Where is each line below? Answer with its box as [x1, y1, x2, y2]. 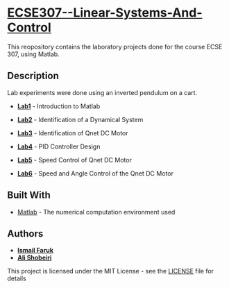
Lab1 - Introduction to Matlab [17, 102, 101, 110]
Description [7, 70, 59, 82]
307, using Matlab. [7, 50, 60, 58]
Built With [7, 189, 51, 201]
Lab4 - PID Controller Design [17, 142, 101, 151]
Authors [7, 228, 44, 239]
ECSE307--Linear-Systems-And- [7, 5, 203, 21]
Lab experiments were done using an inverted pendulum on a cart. [7, 88, 198, 96]
